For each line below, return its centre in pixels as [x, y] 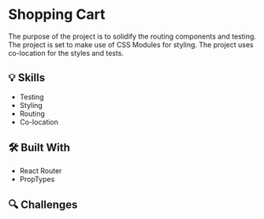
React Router [41, 170]
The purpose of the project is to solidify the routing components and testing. [132, 36]
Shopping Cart [57, 15]
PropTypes [37, 179]
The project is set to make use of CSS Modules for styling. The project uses [131, 44]
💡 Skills [27, 78]
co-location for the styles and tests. [66, 53]
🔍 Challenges [43, 204]
